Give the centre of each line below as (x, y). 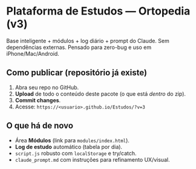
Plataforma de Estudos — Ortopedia (98, 11)
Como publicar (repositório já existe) (77, 73)
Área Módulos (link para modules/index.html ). (72, 140)
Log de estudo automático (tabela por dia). (69, 147)
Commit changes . (38, 100)
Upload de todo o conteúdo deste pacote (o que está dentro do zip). (100, 94)
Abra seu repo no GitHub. (47, 87)
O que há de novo (40, 126)
